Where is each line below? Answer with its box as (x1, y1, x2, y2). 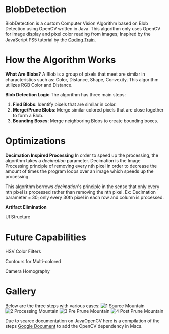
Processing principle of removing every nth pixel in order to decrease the (5, 163, 157, 169)
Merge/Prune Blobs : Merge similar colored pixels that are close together (12, 106, 164, 113)
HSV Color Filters (5, 248, 41, 254)
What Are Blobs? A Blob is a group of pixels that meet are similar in (5, 71, 145, 77)
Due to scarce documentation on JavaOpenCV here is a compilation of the (5, 318, 160, 324)
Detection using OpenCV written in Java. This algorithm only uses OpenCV (5, 25, 161, 31)
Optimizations (5, 135, 66, 147)
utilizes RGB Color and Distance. (5, 82, 73, 88)
